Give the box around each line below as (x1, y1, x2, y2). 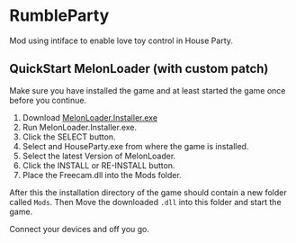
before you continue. (9, 94, 87, 105)
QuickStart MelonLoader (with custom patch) (9, 61, 269, 76)
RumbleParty (9, 5, 110, 26)
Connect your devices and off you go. (9, 223, 150, 234)
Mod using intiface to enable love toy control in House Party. (9, 35, 234, 46)
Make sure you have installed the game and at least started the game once (9, 85, 286, 95)
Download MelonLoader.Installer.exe (22, 112, 158, 122)
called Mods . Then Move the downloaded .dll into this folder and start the (9, 196, 282, 207)
